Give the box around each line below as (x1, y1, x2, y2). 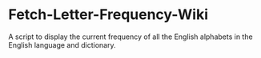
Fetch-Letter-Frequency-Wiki (8, 6, 208, 24)
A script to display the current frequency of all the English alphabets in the (8, 32, 254, 41)
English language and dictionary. (8, 40, 116, 49)
